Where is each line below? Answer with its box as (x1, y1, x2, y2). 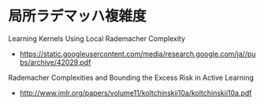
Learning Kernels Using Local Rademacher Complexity (8, 33, 186, 43)
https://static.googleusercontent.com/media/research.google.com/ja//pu (19, 49, 256, 58)
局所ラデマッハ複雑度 (8, 7, 147, 25)
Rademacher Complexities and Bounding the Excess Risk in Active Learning (8, 73, 254, 82)
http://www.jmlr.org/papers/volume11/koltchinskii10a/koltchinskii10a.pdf (19, 88, 252, 97)
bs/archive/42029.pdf (19, 57, 91, 67)
